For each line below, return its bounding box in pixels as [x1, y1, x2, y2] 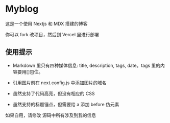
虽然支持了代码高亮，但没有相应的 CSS [12, 90, 95, 96]
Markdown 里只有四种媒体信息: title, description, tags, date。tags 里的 [12, 62, 161, 68]
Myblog [5, 3, 39, 15]
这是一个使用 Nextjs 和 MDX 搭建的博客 [5, 20, 88, 27]
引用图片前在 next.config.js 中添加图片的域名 [12, 80, 107, 86]
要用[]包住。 [17, 68, 43, 75]
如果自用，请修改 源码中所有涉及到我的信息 [5, 112, 96, 118]
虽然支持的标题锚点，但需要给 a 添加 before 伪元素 [12, 101, 119, 107]
